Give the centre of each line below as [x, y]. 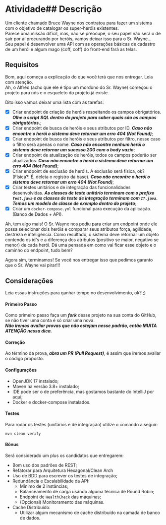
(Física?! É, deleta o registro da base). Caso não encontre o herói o [81, 177]
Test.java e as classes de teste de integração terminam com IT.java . [85, 198]
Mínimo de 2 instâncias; [44, 486]
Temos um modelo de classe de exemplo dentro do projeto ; [74, 203]
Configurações [21, 370]
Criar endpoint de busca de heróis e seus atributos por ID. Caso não [82, 128]
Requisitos [22, 65]
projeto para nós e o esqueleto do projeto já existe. [57, 92]
